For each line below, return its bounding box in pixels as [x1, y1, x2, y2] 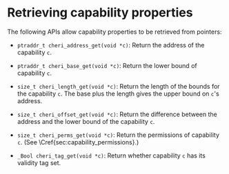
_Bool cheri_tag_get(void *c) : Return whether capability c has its [17, 151, 206, 160]
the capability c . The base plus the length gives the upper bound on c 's [17, 89, 219, 98]
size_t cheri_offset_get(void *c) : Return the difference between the [17, 110, 217, 118]
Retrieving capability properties [7, 5, 193, 21]
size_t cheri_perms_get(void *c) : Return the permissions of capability [17, 131, 219, 139]
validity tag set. [17, 158, 61, 166]
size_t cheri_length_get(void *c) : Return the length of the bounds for [17, 82, 220, 90]
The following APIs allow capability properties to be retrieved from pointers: [7, 28, 222, 36]
